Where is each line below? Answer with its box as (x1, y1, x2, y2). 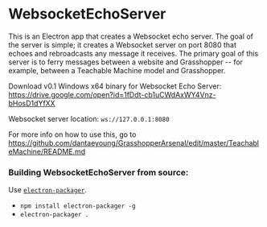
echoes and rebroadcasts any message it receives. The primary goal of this (8, 48, 259, 58)
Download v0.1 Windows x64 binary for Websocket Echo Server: (8, 81, 222, 91)
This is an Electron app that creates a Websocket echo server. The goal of (8, 31, 253, 41)
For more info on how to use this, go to (8, 130, 137, 139)
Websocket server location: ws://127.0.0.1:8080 (8, 113, 170, 123)
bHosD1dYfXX (8, 98, 55, 108)
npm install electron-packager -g (19, 202, 136, 210)
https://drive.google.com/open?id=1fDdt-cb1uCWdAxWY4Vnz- (8, 89, 216, 99)
